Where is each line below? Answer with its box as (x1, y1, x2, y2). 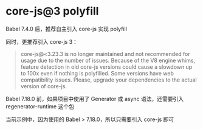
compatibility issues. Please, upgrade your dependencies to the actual (20, 76, 197, 83)
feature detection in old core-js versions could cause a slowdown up (20, 63, 193, 71)
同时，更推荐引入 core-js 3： (5, 38, 78, 45)
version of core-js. (20, 82, 67, 89)
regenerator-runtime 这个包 (5, 102, 74, 110)
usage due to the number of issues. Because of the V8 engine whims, (20, 57, 196, 64)
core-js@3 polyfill (5, 4, 99, 18)
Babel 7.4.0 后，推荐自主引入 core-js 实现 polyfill (5, 25, 127, 32)
